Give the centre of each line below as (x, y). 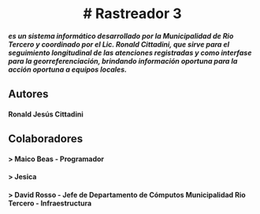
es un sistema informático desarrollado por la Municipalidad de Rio (121, 35)
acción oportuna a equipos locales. (68, 69)
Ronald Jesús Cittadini (46, 114)
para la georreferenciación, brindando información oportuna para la (123, 61)
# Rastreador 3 (132, 14)
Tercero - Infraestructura (50, 203)
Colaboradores (46, 139)
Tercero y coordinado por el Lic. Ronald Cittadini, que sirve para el (119, 44)
